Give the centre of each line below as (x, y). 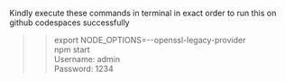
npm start (72, 50)
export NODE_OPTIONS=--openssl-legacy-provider (150, 40)
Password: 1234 (84, 68)
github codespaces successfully (69, 23)
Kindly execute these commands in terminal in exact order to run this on (143, 13)
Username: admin (87, 59)
